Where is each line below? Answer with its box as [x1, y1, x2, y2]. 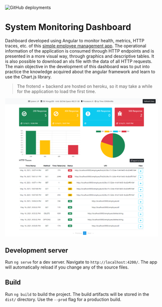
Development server [5, 246, 68, 254]
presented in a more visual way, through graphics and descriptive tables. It [5, 53, 154, 59]
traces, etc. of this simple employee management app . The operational [5, 43, 146, 49]
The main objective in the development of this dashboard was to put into [5, 63, 150, 69]
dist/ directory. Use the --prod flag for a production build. [5, 296, 121, 302]
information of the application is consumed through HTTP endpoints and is [5, 48, 154, 54]
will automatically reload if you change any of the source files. [5, 264, 129, 270]
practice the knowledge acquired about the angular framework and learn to [5, 69, 155, 74]
